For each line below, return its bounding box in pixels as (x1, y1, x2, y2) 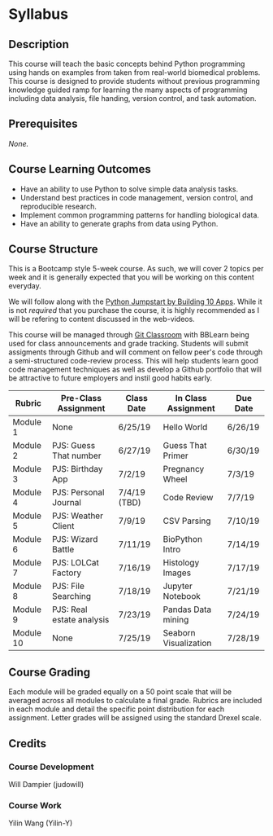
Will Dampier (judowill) (8, 779, 84, 789)
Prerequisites (8, 117, 78, 131)
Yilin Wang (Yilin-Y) (8, 818, 73, 828)
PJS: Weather (52, 510, 104, 521)
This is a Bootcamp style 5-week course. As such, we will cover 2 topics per (8, 264, 264, 274)
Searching (52, 591, 92, 602)
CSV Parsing (162, 515, 211, 526)
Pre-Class (60, 393, 102, 404)
